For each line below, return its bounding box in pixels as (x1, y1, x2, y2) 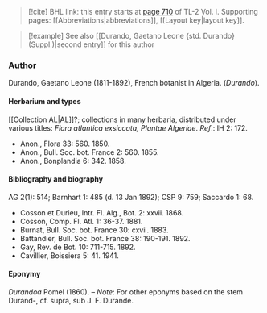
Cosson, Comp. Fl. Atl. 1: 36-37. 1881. (19, 216, 143, 226)
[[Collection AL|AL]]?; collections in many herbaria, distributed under (8, 115, 236, 124)
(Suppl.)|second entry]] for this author (27, 40, 155, 49)
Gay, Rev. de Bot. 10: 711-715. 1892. (19, 242, 136, 252)
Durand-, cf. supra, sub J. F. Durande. (8, 295, 134, 305)
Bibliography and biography (8, 174, 103, 184)
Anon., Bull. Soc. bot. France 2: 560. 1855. (19, 147, 159, 156)
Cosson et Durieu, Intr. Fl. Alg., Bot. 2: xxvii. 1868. (19, 207, 184, 217)
